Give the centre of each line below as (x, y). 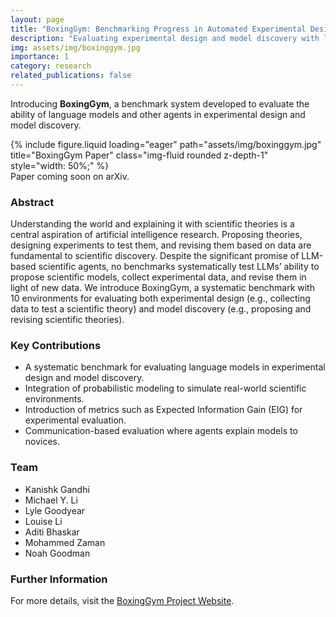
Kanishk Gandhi (57, 489)
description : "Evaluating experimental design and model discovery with (165, 38)
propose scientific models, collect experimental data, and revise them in (158, 277)
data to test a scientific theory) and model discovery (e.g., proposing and (161, 309)
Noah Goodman (57, 553)
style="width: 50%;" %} (60, 165)
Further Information (59, 579)
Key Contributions (56, 346)
